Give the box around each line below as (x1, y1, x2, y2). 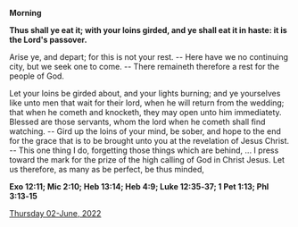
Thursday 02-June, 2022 (9, 208, 102, 218)
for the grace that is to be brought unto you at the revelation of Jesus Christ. (9, 136, 290, 146)
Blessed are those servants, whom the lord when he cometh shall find (9, 116, 266, 127)
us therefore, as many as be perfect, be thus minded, (9, 164, 205, 174)
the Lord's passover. (9, 35, 87, 45)
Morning (9, 8, 42, 18)
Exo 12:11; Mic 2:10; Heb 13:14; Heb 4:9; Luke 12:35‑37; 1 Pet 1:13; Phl (9, 181, 269, 191)
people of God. (9, 71, 65, 81)
